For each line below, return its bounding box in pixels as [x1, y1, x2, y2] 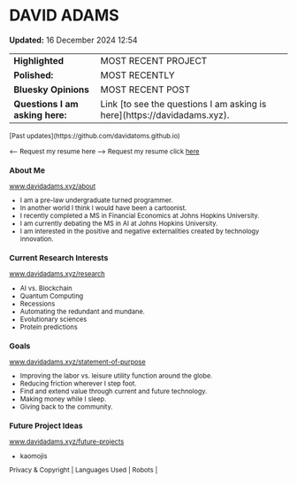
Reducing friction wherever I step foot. [19, 379, 137, 388]
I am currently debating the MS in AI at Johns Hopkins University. [19, 219, 218, 229]
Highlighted [13, 54, 65, 66]
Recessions [19, 299, 56, 308]
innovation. [19, 235, 55, 244]
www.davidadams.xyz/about [9, 182, 96, 191]
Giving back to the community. [19, 402, 113, 412]
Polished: [13, 68, 54, 81]
